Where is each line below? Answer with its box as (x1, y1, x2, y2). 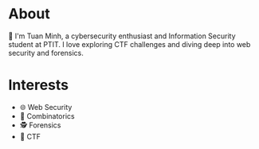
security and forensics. (8, 48, 84, 57)
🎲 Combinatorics (19, 111, 75, 120)
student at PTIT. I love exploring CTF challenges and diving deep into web (8, 39, 251, 49)
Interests (8, 76, 69, 94)
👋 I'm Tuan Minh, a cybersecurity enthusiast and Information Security (8, 31, 237, 41)
